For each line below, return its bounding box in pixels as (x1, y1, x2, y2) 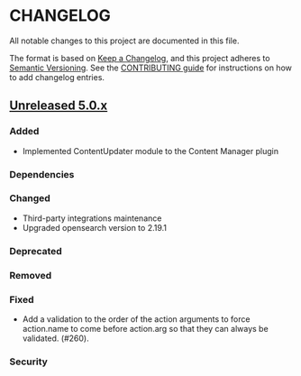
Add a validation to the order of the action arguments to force (22, 313, 251, 325)
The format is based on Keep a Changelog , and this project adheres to (9, 52, 270, 63)
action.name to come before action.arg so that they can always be (22, 323, 269, 334)
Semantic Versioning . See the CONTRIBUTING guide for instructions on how (9, 62, 293, 73)
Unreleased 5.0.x (9, 98, 108, 114)
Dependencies (9, 168, 75, 180)
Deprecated (9, 244, 63, 257)
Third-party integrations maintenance (22, 213, 162, 224)
